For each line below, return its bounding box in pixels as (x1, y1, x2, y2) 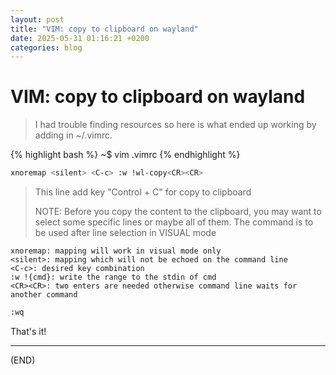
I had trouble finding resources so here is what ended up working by (34, 119, 317, 131)
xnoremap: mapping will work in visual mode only (10, 246, 222, 256)
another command (10, 290, 78, 300)
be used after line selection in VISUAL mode (34, 227, 217, 239)
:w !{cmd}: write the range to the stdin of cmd (10, 272, 217, 283)
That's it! (10, 325, 47, 337)
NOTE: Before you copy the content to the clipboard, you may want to (34, 206, 322, 218)
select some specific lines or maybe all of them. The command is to (34, 216, 314, 228)
